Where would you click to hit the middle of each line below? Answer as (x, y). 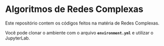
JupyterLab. (18, 38)
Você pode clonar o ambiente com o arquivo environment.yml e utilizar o (79, 32)
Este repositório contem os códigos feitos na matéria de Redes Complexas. (82, 23)
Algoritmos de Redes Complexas (74, 9)
